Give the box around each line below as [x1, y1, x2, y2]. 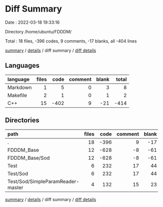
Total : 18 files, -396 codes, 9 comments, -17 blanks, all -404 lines [5, 38, 137, 44]
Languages [5, 61, 40, 70]
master [7, 184, 23, 191]
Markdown [7, 84, 32, 90]
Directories [5, 116, 40, 124]
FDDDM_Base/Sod [7, 154, 50, 161]
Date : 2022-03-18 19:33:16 [5, 19, 60, 25]
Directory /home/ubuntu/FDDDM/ [5, 29, 72, 34]
